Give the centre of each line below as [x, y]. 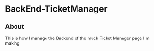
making [13, 43]
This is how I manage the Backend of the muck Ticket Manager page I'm [77, 38]
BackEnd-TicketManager [56, 9]
